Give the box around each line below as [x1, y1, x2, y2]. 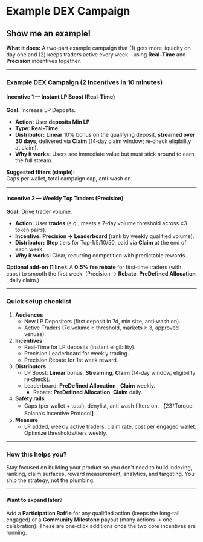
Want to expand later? [6, 496, 63, 503]
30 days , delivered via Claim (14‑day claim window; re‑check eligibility [14, 137, 192, 145]
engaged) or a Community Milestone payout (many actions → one [6, 516, 173, 523]
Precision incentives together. [6, 58, 82, 64]
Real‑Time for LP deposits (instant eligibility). [24, 343, 136, 351]
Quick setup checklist [6, 297, 72, 306]
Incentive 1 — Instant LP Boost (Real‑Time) [6, 93, 115, 101]
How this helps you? [6, 450, 68, 458]
